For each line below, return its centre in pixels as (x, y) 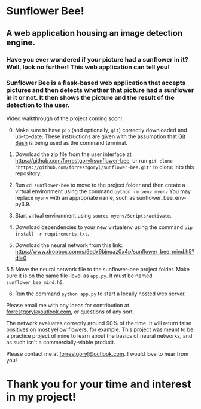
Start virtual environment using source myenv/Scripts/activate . (93, 215)
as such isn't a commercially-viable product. (61, 342)
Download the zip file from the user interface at (73, 154)
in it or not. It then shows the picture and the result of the (90, 98)
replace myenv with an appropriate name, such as (75, 197)
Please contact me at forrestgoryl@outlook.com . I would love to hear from (98, 353)
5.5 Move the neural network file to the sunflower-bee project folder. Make (98, 269)
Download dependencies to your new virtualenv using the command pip (104, 227)
